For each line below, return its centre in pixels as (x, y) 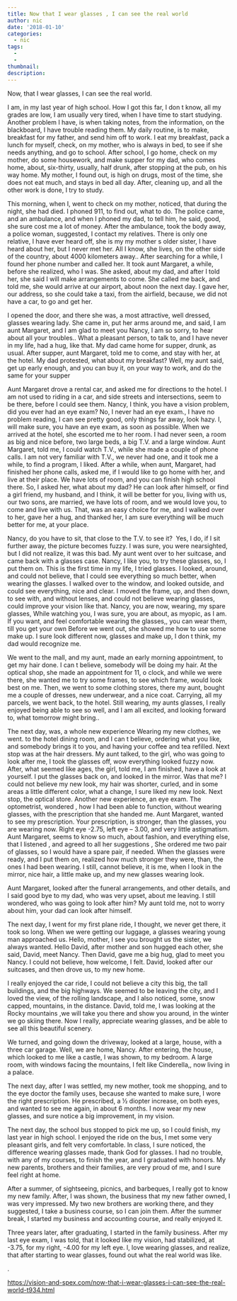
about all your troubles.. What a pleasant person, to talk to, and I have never (118, 338)
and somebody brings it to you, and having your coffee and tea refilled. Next (118, 746)
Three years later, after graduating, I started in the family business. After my (118, 1232)
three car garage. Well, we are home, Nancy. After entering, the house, (110, 1050)
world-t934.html (31, 1290)
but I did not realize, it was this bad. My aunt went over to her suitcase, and (117, 553)
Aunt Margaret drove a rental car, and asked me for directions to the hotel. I (117, 389)
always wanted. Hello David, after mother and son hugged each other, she (115, 947)
